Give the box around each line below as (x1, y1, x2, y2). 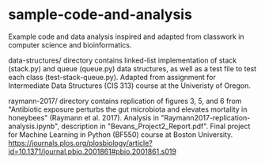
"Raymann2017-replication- (161, 113, 251, 122)
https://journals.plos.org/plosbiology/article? (8, 138, 153, 147)
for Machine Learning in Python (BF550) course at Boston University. (8, 129, 233, 139)
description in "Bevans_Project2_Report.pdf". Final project (61, 121, 251, 131)
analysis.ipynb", (8, 121, 60, 131)
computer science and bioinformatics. (8, 40, 132, 49)
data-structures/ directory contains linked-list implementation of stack (8, 55, 237, 65)
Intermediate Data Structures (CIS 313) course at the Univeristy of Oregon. (8, 81, 252, 90)
